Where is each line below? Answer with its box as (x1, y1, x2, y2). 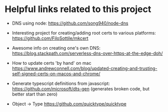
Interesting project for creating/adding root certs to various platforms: (12, 30, 156, 36)
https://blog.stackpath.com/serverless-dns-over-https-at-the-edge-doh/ (12, 50, 163, 56)
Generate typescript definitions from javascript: (12, 80, 110, 86)
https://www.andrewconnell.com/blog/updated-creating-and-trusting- (12, 65, 157, 71)
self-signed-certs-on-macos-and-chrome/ (12, 70, 101, 76)
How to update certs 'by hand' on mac (12, 60, 91, 66)
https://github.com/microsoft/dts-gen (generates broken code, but (12, 85, 150, 91)
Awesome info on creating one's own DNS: (12, 45, 101, 51)
